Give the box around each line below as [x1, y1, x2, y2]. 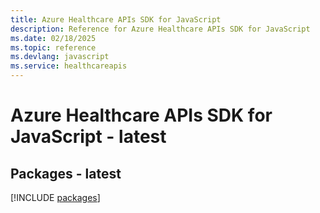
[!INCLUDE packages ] [10, 192, 101, 203]
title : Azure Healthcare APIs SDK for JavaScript [10, 14, 222, 25]
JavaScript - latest [10, 126, 167, 148]
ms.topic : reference [10, 42, 97, 53]
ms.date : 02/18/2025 [10, 33, 97, 43]
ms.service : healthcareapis [10, 61, 128, 71]
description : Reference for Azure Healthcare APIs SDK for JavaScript [10, 24, 311, 34]
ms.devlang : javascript [10, 52, 110, 62]
